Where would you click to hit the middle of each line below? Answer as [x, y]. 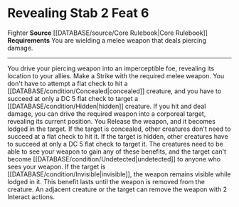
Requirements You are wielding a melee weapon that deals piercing [107, 40]
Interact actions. [31, 196]
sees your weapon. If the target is [57, 166]
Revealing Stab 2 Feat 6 [78, 13]
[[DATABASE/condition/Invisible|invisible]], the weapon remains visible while [119, 174]
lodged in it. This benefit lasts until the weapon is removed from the [106, 181]
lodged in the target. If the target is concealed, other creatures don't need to [119, 129]
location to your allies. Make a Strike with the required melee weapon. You [116, 75]
